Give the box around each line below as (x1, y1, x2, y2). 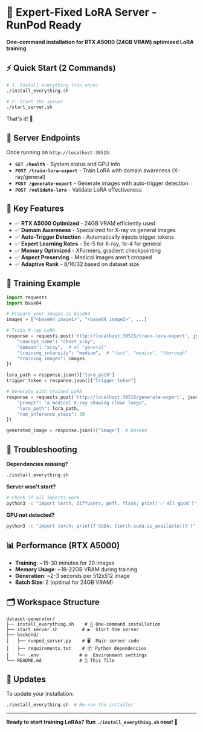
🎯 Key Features (6, 204, 65, 214)
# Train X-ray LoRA (6, 328, 56, 334)
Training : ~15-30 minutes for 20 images (14, 559, 115, 567)
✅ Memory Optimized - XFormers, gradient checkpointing (14, 247, 161, 254)
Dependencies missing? (6, 461, 68, 467)
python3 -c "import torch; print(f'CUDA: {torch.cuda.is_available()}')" (6, 523, 196, 529)
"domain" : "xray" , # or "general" (17, 344, 107, 350)
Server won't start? (6, 483, 56, 490)
